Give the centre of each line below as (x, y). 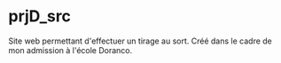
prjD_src (40, 16)
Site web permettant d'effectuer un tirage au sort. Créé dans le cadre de (140, 41)
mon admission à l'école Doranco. (70, 50)
